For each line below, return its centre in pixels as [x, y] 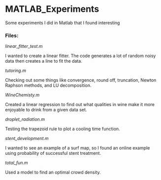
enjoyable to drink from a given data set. [46, 110]
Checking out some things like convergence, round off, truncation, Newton [81, 80]
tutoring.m [16, 71]
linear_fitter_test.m [24, 46]
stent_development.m [27, 139]
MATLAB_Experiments [52, 9]
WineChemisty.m [22, 95]
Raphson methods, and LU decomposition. [48, 85]
